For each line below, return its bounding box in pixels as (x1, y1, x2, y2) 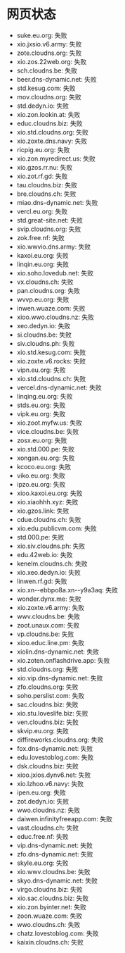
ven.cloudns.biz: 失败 (16, 718, 79, 726)
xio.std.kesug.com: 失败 (16, 348, 86, 356)
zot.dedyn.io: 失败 (16, 797, 70, 805)
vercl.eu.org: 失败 (16, 207, 68, 216)
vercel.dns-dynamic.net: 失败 (16, 383, 103, 392)
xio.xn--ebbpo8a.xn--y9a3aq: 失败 (16, 585, 119, 594)
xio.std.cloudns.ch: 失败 (16, 374, 86, 382)
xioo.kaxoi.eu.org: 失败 (16, 489, 83, 497)
